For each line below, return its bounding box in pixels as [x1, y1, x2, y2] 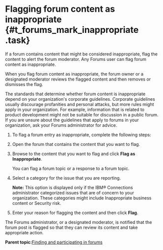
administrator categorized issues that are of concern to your [12, 190, 134, 195]
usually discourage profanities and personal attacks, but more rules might [5, 101, 154, 107]
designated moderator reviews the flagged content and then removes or [5, 76, 151, 82]
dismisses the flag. [5, 81, 43, 87]
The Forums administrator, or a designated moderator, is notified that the [5, 219, 152, 225]
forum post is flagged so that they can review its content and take [5, 224, 138, 230]
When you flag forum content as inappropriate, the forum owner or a [5, 71, 144, 77]
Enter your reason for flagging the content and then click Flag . [12, 210, 138, 216]
